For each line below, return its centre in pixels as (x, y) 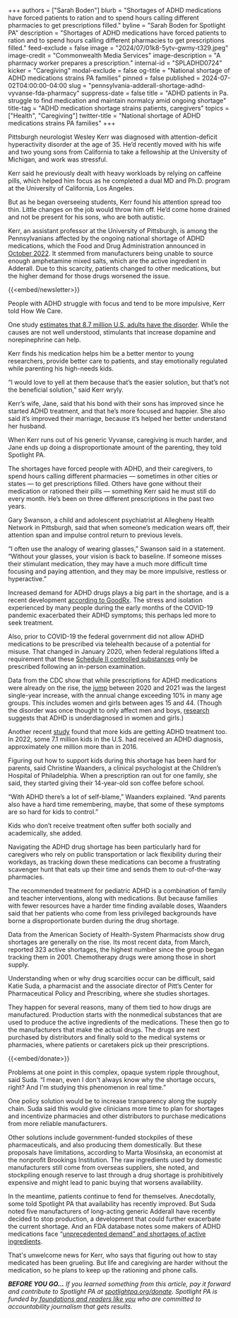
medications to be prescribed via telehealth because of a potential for (109, 644)
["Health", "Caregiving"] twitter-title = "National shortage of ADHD (104, 116)
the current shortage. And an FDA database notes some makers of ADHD (114, 1226)
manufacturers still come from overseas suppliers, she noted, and (104, 1167)
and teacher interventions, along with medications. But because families (113, 898)
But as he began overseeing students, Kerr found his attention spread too (115, 202)
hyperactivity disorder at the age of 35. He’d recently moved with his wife (115, 144)
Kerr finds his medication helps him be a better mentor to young (101, 353)
